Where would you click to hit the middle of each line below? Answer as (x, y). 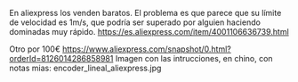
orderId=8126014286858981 (61, 58)
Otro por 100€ (35, 49)
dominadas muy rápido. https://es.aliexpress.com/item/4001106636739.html (149, 32)
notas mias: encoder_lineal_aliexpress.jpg (85, 68)
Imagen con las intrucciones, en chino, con (194, 58)
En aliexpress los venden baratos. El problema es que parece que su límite (145, 13)
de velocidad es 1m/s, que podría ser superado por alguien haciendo (135, 22)
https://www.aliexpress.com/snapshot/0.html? (146, 49)
